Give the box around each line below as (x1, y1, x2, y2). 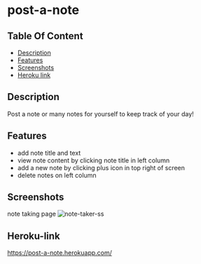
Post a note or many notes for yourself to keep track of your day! (7, 109, 194, 118)
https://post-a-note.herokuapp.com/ (7, 249, 112, 257)
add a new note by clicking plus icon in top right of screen (17, 163, 186, 172)
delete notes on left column (17, 171, 97, 179)
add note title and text (17, 148, 81, 157)
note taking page (7, 209, 56, 218)
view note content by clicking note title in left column (17, 156, 170, 165)
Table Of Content (7, 30, 83, 42)
